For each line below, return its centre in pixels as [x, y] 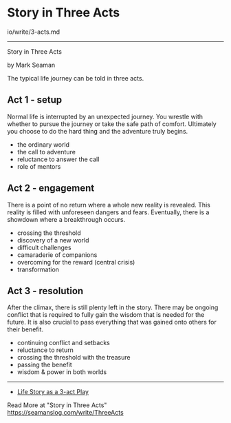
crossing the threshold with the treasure [74, 358]
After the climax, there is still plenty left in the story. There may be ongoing [113, 307]
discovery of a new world [53, 240]
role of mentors [39, 166]
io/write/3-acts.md [34, 32]
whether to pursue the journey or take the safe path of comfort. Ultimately [112, 124]
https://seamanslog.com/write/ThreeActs [65, 413]
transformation [38, 269]
